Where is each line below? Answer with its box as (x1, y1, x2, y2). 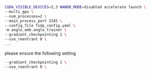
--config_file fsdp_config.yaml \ (4, 23, 76, 28)
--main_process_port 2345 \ (4, 18, 63, 23)
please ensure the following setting (4, 50, 76, 56)
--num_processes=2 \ (4, 14, 47, 19)
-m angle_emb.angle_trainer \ (4, 28, 67, 33)
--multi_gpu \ (4, 9, 34, 14)
